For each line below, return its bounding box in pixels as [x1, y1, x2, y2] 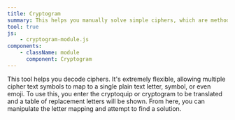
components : [7, 43, 42, 50]
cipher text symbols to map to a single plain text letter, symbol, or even [7, 82, 211, 91]
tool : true [7, 23, 39, 30]
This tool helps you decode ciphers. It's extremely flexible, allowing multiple [7, 75, 226, 83]
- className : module [20, 50, 80, 57]
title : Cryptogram [7, 10, 61, 17]
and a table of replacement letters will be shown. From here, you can [7, 97, 205, 105]
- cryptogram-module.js [20, 36, 90, 43]
